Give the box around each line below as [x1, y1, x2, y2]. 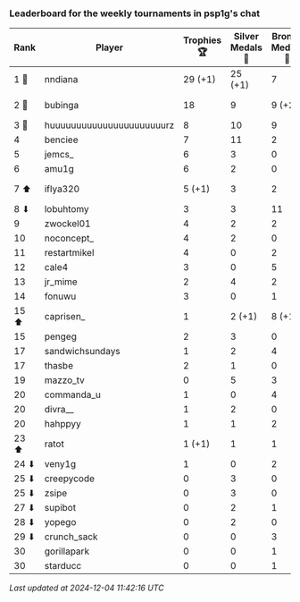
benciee [44, 133, 79, 146]
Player [95, 41, 123, 54]
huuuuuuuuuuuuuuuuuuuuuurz [44, 119, 175, 131]
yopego [44, 516, 77, 529]
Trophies [182, 34, 222, 47]
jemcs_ [44, 148, 74, 161]
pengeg [44, 330, 78, 343]
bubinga [44, 99, 79, 112]
